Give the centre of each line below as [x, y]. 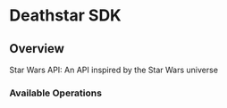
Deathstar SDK [66, 16]
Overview [37, 49]
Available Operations [56, 93]
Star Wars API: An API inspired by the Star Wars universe [114, 70]
